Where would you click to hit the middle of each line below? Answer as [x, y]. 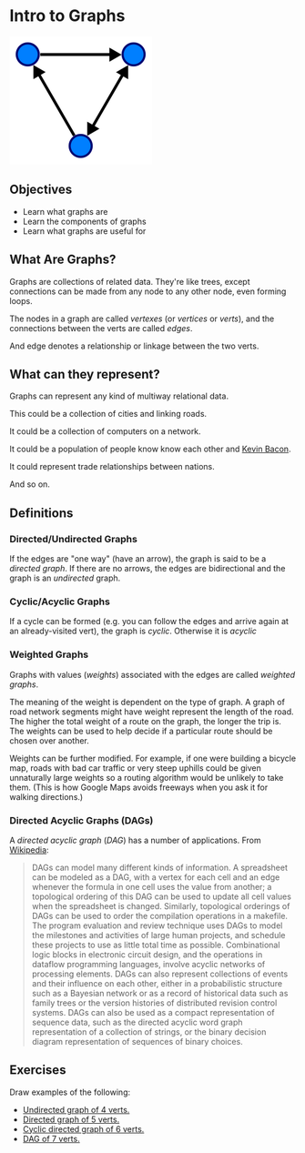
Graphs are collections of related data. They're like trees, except [130, 281]
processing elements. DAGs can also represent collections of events [160, 974]
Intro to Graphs [67, 16]
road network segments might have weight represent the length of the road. [152, 712]
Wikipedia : [29, 850]
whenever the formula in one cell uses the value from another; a [152, 886]
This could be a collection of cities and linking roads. [108, 414]
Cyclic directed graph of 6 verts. [83, 1128]
